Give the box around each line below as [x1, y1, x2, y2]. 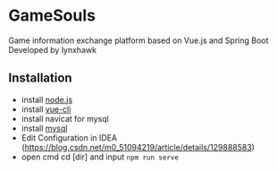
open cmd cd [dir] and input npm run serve [21, 151, 180, 162]
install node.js [21, 94, 73, 105]
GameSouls [8, 5, 96, 26]
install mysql [21, 123, 68, 133]
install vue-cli [21, 104, 72, 115]
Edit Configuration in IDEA [21, 132, 118, 143]
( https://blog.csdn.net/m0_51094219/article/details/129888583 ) [21, 141, 256, 152]
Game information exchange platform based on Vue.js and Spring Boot [8, 35, 269, 46]
